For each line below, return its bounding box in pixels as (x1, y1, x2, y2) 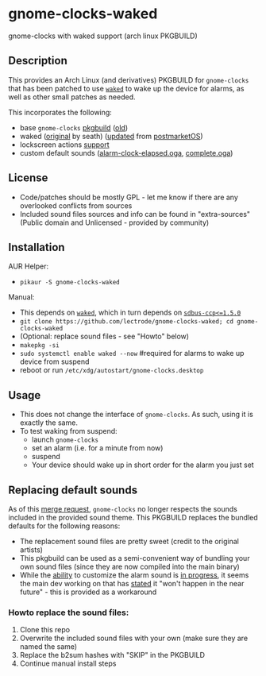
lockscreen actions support (19, 140, 110, 149)
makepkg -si (19, 342, 60, 350)
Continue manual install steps (19, 659, 117, 668)
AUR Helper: (8, 261, 49, 271)
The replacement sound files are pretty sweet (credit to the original (19, 537, 240, 546)
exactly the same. (19, 418, 78, 427)
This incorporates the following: (8, 107, 113, 117)
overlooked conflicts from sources (19, 200, 133, 211)
